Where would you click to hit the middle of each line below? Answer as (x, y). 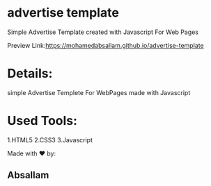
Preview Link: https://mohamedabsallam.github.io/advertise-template (105, 45)
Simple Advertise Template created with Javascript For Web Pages (103, 32)
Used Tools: (42, 121)
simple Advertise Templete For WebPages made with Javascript (99, 92)
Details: (30, 74)
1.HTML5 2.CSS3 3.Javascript (50, 139)
